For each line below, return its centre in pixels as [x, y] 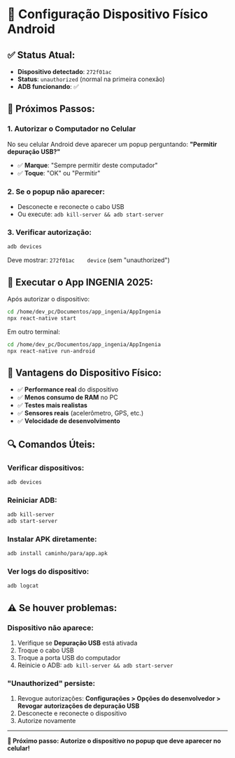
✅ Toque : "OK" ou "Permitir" [59, 173]
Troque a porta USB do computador [69, 657]
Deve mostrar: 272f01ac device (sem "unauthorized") [88, 260]
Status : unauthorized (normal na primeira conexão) [91, 79]
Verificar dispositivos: [46, 468]
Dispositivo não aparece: [51, 627]
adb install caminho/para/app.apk [58, 554]
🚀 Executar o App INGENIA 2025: [80, 282]
